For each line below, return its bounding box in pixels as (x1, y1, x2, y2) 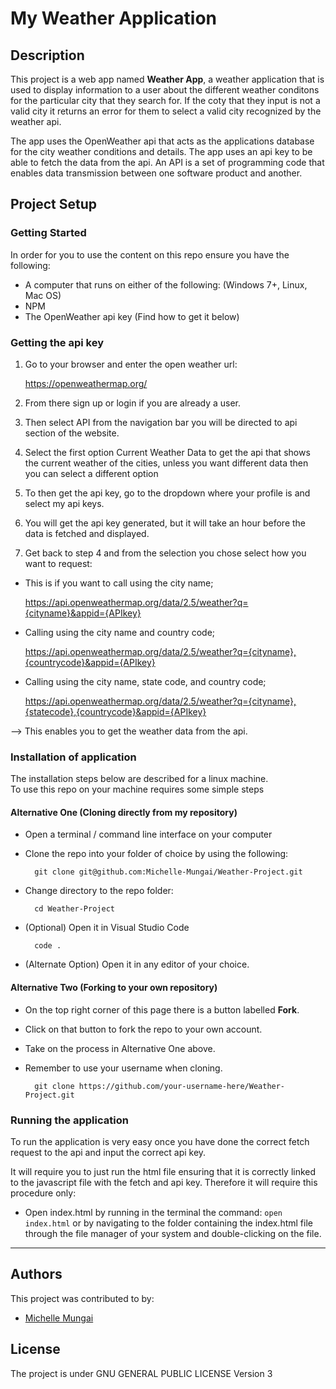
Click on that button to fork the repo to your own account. (24, 1023, 263, 1035)
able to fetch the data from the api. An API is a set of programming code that (10, 157, 325, 168)
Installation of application (10, 750, 137, 764)
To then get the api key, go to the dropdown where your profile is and (24, 487, 311, 499)
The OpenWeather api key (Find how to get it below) (24, 310, 240, 322)
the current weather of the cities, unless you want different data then (24, 457, 309, 469)
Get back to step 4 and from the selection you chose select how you (24, 547, 307, 559)
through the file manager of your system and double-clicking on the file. (24, 1227, 322, 1239)
